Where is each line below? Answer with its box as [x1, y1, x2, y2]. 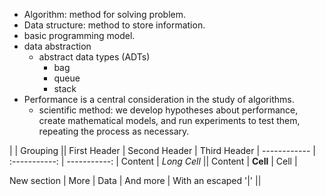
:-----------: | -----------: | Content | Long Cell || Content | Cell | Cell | [9, 155, 298, 167]
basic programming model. [23, 30, 136, 41]
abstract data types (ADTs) [38, 51, 151, 63]
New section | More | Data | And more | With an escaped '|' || [9, 175, 262, 186]
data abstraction [23, 40, 92, 52]
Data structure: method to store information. [23, 19, 206, 31]
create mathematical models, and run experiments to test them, [38, 115, 301, 126]
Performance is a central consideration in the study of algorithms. [23, 94, 295, 105]
